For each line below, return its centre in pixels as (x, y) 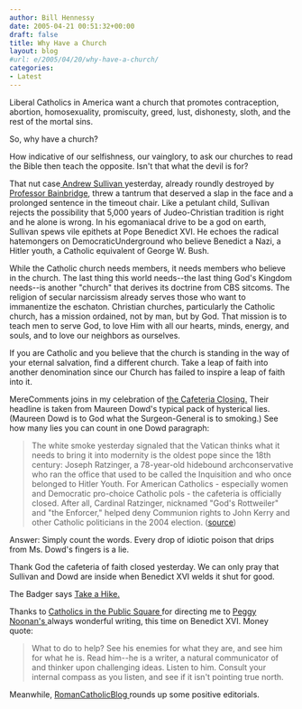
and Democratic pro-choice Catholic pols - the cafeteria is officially (156, 493)
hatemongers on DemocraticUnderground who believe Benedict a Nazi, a (145, 241)
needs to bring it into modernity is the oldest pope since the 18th (151, 455)
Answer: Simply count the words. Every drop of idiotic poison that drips (142, 539)
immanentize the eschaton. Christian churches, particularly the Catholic (142, 306)
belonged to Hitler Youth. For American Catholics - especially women (160, 483)
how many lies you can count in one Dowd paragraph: (110, 428)
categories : (32, 69)
